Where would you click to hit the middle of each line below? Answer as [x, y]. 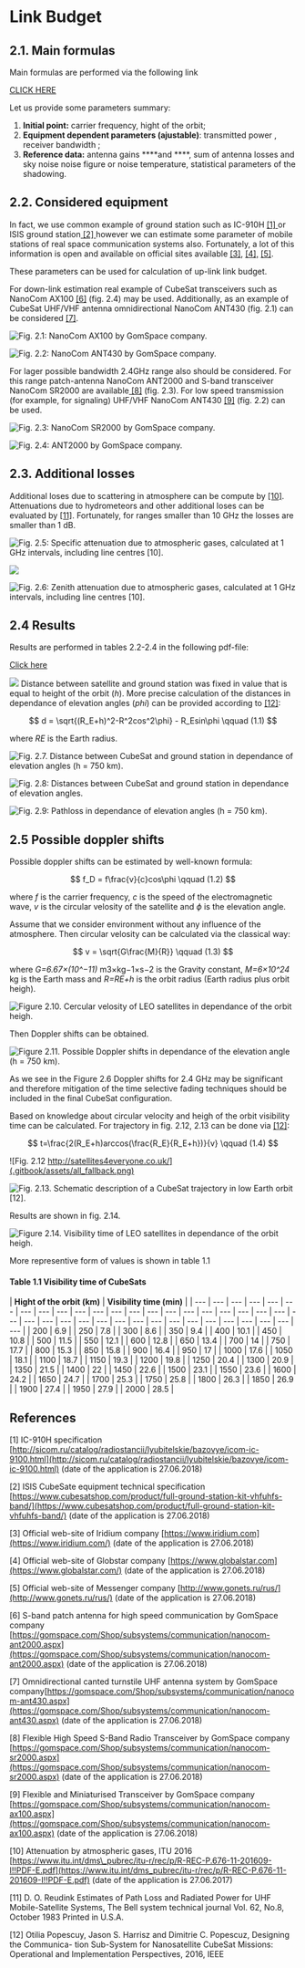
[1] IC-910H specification [56, 1440]
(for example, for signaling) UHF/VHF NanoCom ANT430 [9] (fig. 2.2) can [147, 400]
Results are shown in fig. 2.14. [65, 1216]
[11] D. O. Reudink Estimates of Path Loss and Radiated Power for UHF [140, 1898]
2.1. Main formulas [62, 51]
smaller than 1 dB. [42, 525]
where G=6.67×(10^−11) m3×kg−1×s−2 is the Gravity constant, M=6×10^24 [150, 970]
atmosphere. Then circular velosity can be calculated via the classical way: [150, 934]
